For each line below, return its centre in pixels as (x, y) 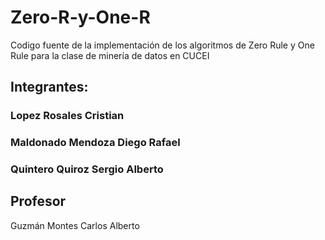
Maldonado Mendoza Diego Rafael (95, 143)
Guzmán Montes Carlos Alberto (75, 225)
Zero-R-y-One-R (80, 17)
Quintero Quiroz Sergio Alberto (87, 169)
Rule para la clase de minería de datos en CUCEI (110, 55)
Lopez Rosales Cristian (67, 116)
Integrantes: (49, 87)
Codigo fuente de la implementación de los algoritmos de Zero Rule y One (162, 45)
